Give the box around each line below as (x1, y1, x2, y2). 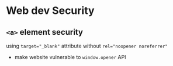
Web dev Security (6, 4, 95, 17)
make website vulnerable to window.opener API (14, 54, 126, 60)
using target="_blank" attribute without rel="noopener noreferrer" (6, 42, 168, 49)
